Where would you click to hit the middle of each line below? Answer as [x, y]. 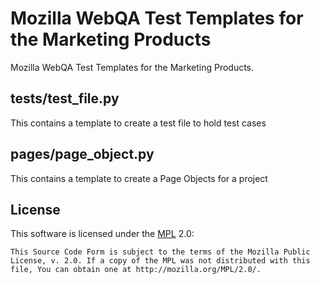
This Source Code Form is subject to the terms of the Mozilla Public [160, 252]
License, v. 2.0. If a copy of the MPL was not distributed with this [160, 261]
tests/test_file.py [65, 98]
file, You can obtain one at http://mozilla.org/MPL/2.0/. [136, 270]
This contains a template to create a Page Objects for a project [139, 178]
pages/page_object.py [82, 154]
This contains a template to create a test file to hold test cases [138, 123]
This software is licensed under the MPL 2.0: [102, 234]
